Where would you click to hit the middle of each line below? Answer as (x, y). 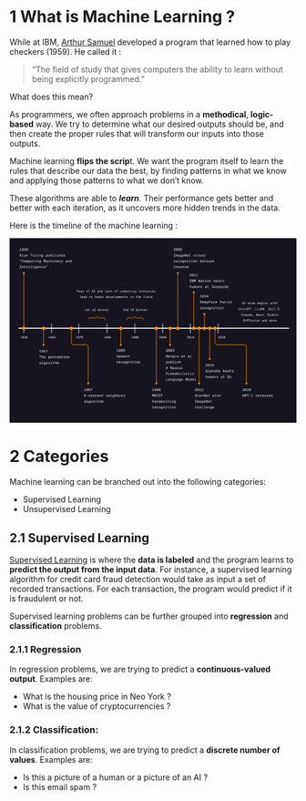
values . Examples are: (51, 759)
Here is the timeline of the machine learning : (94, 225)
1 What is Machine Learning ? (122, 17)
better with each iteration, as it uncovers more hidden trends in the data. (145, 208)
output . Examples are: (51, 679)
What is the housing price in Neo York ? (97, 697)
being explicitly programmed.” (88, 78)
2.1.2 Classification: (54, 730)
